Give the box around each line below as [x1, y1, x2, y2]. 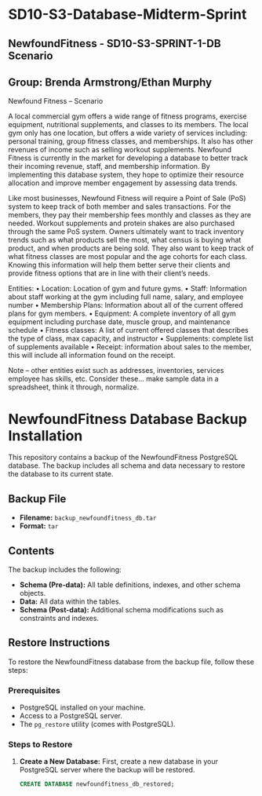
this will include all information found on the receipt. [8, 351, 176, 360]
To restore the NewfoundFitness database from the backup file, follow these [8, 657, 255, 666]
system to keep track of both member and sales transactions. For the [8, 202, 231, 211]
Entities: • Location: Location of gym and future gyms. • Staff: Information [8, 284, 247, 294]
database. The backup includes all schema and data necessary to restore [8, 461, 246, 470]
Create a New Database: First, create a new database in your [19, 757, 218, 766]
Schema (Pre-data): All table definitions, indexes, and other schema [19, 579, 241, 590]
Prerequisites [8, 685, 60, 696]
